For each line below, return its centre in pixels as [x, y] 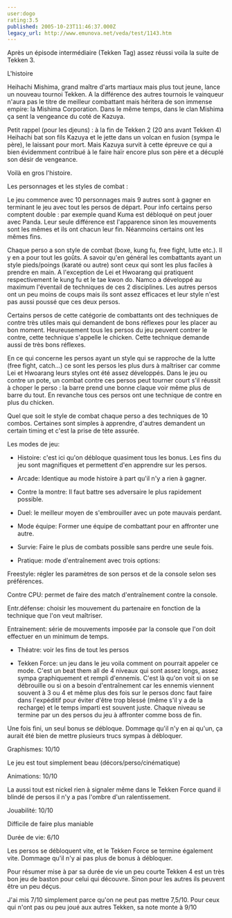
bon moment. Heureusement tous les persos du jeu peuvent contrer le [107, 330]
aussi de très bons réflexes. [47, 345]
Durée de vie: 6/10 [33, 837]
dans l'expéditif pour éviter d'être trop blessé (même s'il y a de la [110, 700]
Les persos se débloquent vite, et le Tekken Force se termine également [110, 851]
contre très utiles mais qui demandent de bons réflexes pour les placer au [112, 323]
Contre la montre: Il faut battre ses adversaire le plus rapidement [109, 492]
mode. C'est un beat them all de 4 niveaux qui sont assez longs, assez [118, 671]
